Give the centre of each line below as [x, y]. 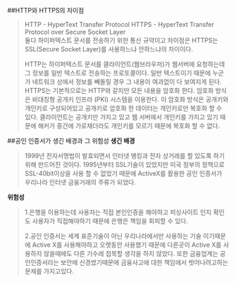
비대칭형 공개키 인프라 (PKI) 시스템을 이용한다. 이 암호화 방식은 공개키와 [130, 99]
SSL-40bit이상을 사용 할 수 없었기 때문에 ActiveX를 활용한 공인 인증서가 [123, 173]
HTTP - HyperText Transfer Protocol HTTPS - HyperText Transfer [119, 24]
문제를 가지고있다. [49, 271]
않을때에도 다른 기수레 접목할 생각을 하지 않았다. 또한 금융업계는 [131, 253]
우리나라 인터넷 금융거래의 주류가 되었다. [80, 182]
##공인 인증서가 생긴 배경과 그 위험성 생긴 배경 [71, 141]
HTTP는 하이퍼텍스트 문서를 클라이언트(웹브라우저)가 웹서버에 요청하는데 [125, 64]
